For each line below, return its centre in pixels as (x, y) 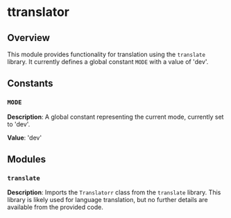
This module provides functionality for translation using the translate (106, 54)
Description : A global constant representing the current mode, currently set (115, 117)
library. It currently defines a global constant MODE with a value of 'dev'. (108, 62)
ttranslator (38, 12)
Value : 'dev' (25, 137)
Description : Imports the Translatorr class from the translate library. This (114, 192)
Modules (27, 159)
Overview (29, 38)
